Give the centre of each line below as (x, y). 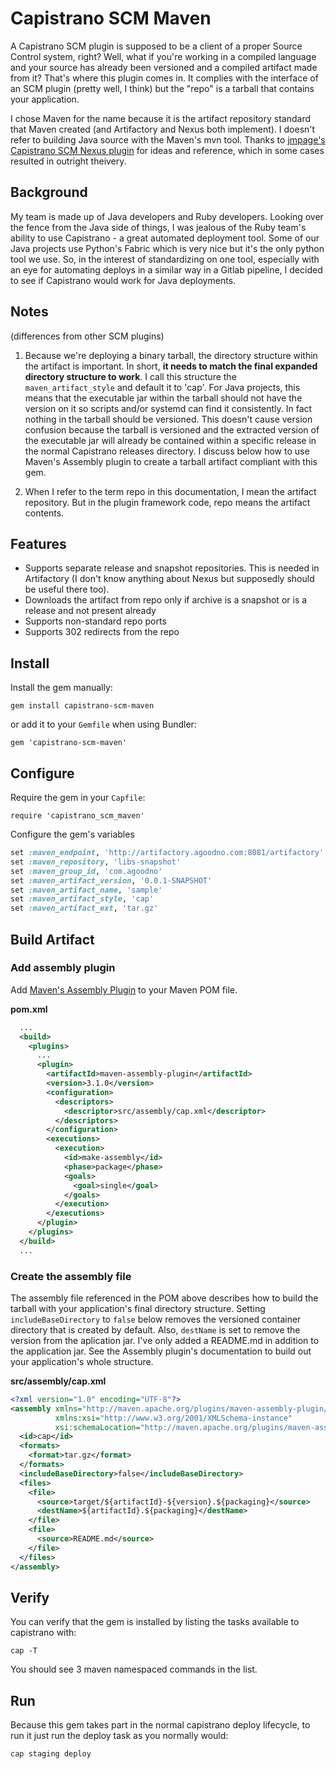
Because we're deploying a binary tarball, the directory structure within (171, 355)
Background (49, 192)
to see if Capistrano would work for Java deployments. (123, 280)
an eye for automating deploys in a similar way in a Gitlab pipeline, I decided (166, 269)
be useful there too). (67, 589)
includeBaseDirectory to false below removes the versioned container (156, 1319)
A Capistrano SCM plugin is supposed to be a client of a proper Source (156, 46)
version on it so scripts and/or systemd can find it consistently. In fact (168, 408)
